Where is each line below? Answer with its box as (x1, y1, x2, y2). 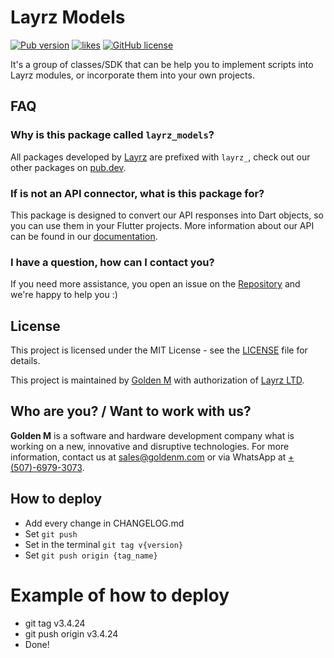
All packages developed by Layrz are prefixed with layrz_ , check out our (10, 151, 311, 163)
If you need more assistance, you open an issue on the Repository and (10, 278, 301, 290)
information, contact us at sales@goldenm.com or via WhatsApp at (10, 451, 287, 463)
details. (10, 355, 41, 367)
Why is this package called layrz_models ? (10, 128, 215, 142)
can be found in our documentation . (10, 230, 158, 242)
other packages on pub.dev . (10, 161, 127, 173)
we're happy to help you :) (10, 289, 118, 301)
